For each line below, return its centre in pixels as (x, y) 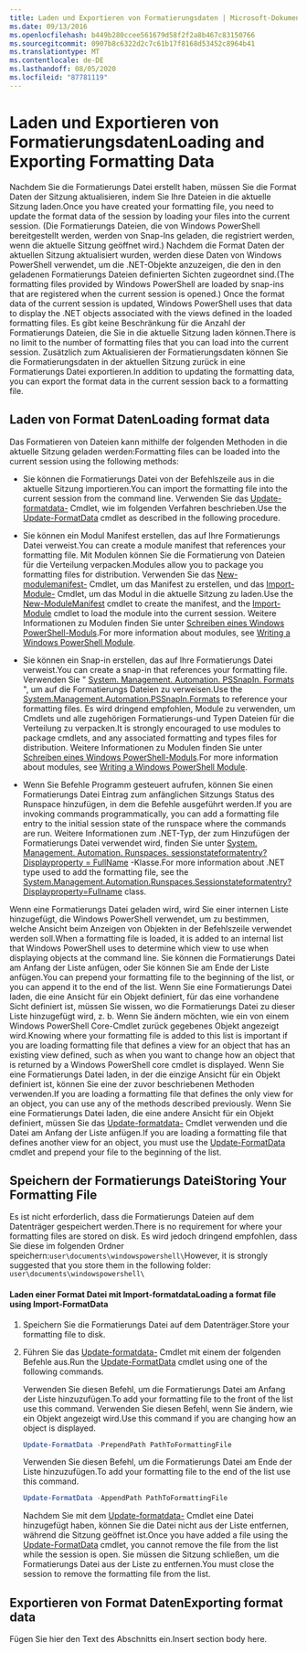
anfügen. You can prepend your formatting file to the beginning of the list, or (152, 977)
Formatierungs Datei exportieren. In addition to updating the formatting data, (152, 371)
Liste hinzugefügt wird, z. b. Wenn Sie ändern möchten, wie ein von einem (149, 1016)
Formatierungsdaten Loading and (137, 142)
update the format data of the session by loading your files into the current (150, 216)
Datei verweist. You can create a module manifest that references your (154, 545)
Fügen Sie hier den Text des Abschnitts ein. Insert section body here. (138, 1639)
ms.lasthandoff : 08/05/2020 (63, 69)
